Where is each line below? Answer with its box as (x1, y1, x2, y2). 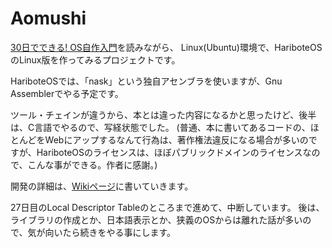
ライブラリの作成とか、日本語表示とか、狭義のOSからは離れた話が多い (10, 213, 303, 226)
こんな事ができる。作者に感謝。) (27, 158, 158, 171)
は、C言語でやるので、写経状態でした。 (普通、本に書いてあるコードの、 (10, 121, 311, 133)
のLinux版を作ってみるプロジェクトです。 (10, 53, 181, 66)
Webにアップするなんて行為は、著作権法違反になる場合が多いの (44, 133, 309, 146)
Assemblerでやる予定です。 (10, 87, 124, 99)
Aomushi (10, 7, 87, 30)
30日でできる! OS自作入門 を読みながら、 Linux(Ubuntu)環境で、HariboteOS (10, 41, 323, 53)
